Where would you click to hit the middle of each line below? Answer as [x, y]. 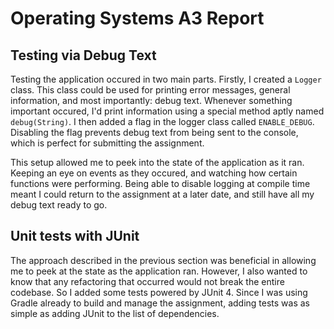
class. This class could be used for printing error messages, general [150, 90]
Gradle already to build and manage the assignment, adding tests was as [160, 303]
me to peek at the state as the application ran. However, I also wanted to [159, 271]
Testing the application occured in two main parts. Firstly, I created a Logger [166, 79]
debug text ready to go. [59, 205]
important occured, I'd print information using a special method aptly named [167, 111]
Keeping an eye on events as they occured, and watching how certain [154, 173]
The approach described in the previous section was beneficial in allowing [163, 260]
